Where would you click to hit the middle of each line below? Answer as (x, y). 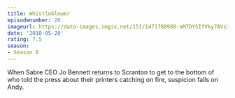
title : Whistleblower (39, 14)
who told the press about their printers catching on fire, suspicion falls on (113, 79)
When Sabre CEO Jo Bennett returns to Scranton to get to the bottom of (111, 72)
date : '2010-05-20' (36, 33)
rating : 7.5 (24, 40)
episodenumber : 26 (34, 20)
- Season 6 (23, 53)
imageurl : (22, 26)
